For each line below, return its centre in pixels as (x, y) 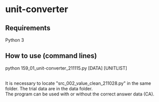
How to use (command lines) (51, 56)
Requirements (28, 28)
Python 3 (15, 40)
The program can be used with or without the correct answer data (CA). (80, 94)
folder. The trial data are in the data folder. (49, 88)
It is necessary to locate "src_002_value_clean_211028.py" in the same (78, 83)
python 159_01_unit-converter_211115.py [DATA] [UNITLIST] (66, 68)
